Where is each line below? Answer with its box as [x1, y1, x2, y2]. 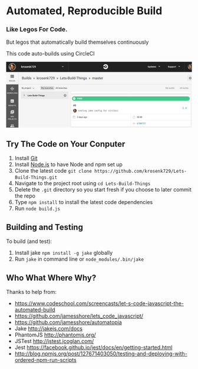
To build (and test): [6, 238, 52, 245]
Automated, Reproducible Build [6, 4, 163, 18]
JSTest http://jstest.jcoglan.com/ [14, 338, 94, 345]
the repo [14, 192, 35, 199]
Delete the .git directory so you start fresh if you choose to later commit [14, 186, 192, 193]
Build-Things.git [14, 174, 58, 181]
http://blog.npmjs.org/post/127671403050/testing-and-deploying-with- [14, 350, 187, 357]
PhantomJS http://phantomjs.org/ [14, 331, 96, 338]
